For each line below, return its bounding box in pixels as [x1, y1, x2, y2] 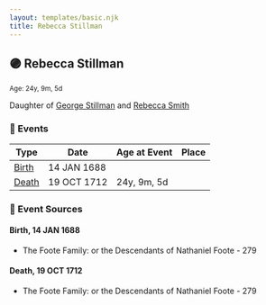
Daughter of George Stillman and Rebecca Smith [9, 100, 190, 111]
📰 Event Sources [9, 202, 83, 215]
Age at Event [115, 146, 173, 158]
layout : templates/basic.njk [9, 13, 119, 22]
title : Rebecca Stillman [9, 22, 103, 31]
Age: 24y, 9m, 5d [9, 85, 63, 94]
